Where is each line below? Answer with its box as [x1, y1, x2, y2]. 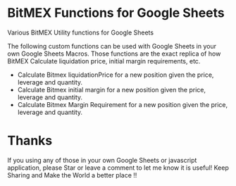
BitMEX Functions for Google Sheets [7, 5, 225, 21]
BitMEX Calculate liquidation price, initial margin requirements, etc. [7, 56, 201, 65]
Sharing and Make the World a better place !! [7, 170, 137, 179]
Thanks [7, 132, 53, 149]
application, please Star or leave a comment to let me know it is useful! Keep [7, 163, 229, 172]
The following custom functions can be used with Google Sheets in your [7, 42, 217, 50]
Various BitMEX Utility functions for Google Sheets [7, 28, 154, 37]
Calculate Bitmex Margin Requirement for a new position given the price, [17, 100, 228, 108]
